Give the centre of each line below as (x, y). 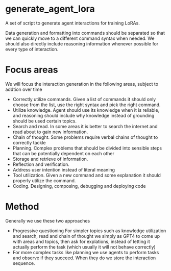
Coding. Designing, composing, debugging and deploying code (79, 186)
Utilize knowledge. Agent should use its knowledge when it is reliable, (86, 110)
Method (22, 207)
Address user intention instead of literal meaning (64, 169)
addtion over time (24, 89)
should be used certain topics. (45, 121)
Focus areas (32, 70)
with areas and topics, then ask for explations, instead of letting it (81, 241)
